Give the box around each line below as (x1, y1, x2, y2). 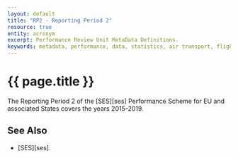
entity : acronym (7, 30, 55, 37)
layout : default (7, 10, 55, 18)
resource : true (7, 23, 52, 30)
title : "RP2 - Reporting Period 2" (7, 17, 113, 24)
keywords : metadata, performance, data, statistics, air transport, (7, 43, 214, 50)
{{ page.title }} (7, 73, 95, 90)
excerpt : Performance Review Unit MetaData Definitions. (7, 37, 179, 44)
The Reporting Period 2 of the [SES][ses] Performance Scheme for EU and (7, 97, 225, 105)
